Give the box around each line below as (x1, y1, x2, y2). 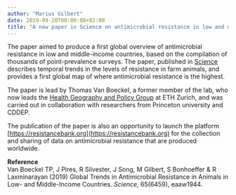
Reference (7, 158, 39, 166)
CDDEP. (7, 108, 30, 116)
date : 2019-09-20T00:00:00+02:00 (7, 17, 105, 24)
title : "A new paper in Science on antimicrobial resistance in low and (7, 23, 225, 30)
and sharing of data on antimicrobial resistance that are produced (7, 137, 197, 145)
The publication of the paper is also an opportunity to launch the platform (7, 122, 220, 130)
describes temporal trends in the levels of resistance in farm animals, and (7, 65, 220, 74)
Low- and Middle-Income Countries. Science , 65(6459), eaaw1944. (7, 180, 203, 189)
